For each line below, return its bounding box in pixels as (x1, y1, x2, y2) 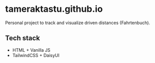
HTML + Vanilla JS (12, 47, 51, 53)
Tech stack (5, 34, 40, 42)
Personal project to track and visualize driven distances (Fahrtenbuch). (5, 20, 151, 26)
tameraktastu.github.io (5, 3, 103, 15)
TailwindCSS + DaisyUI (12, 52, 60, 58)
